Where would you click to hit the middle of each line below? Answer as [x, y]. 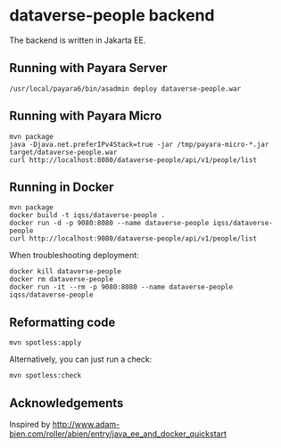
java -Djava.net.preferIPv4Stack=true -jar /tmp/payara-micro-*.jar [139, 144]
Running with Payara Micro [86, 116]
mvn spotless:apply [45, 343]
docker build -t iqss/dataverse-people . [87, 216]
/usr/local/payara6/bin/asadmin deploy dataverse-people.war [125, 89]
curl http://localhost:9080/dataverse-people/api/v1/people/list [133, 239]
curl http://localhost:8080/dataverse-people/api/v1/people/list [133, 160]
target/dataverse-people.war [63, 152]
